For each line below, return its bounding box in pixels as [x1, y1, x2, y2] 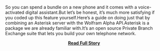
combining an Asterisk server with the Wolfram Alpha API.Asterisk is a [5, 20, 149, 26]
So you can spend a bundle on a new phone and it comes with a [5, 4, 137, 10]
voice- [138, 4, 151, 10]
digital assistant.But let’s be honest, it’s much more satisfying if [25, 9, 155, 15]
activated [5, 9, 24, 15]
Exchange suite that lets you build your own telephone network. [5, 31, 136, 36]
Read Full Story [67, 40, 100, 46]
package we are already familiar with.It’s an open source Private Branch [5, 25, 153, 31]
